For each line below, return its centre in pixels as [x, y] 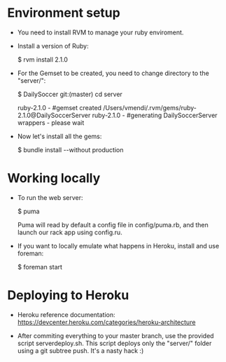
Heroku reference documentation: [66, 314]
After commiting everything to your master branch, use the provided [116, 335]
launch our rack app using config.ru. [70, 232]
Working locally [54, 179]
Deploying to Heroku [68, 295]
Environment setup [64, 13]
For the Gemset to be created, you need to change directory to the [113, 73]
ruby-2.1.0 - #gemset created [59, 107]
